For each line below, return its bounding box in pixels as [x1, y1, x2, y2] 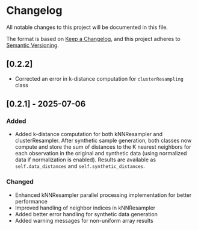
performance [14, 197, 48, 205]
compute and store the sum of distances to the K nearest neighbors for [14, 143, 191, 151]
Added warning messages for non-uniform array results [14, 217, 153, 224]
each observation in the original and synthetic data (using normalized [14, 150, 187, 157]
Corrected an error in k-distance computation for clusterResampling [14, 75, 184, 82]
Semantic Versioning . [6, 42, 59, 49]
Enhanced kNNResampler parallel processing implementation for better [14, 191, 192, 199]
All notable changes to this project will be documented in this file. [6, 23, 169, 31]
